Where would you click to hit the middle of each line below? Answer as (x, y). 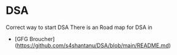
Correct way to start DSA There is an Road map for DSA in (79, 27)
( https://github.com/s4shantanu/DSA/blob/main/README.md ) (92, 45)
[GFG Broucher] (35, 39)
